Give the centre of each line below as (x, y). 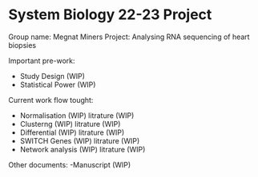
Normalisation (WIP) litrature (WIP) (77, 115)
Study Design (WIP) (52, 76)
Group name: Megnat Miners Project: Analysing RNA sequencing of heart (129, 37)
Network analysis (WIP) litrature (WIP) (83, 149)
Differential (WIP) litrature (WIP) (72, 132)
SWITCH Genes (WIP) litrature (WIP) (80, 140)
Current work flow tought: (51, 100)
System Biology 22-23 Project (110, 15)
